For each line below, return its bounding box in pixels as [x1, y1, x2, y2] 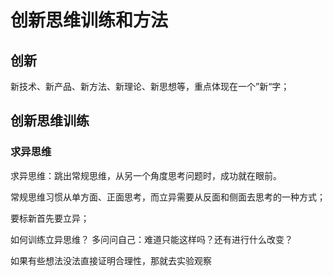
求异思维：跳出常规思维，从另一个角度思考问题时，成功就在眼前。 [10, 169, 282, 181]
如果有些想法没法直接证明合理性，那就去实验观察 [10, 254, 212, 266]
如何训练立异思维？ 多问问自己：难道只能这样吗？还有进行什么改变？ [10, 233, 293, 245]
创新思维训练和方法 [10, 9, 169, 32]
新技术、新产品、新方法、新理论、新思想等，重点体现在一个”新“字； [10, 81, 290, 92]
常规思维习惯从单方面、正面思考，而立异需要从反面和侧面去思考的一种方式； [10, 191, 326, 203]
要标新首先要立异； [10, 212, 90, 224]
